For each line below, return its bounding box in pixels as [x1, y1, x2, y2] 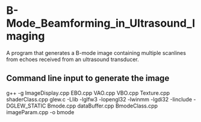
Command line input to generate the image [6, 73, 170, 83]
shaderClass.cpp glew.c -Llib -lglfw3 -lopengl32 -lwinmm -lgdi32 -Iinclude [6, 95, 193, 103]
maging [6, 30, 45, 43]
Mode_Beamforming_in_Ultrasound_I [6, 16, 196, 30]
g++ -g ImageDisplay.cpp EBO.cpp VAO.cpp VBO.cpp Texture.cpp [6, 89, 170, 97]
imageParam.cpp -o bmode [6, 108, 75, 115]
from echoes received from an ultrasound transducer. [6, 56, 140, 63]
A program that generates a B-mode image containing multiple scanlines [6, 49, 187, 56]
